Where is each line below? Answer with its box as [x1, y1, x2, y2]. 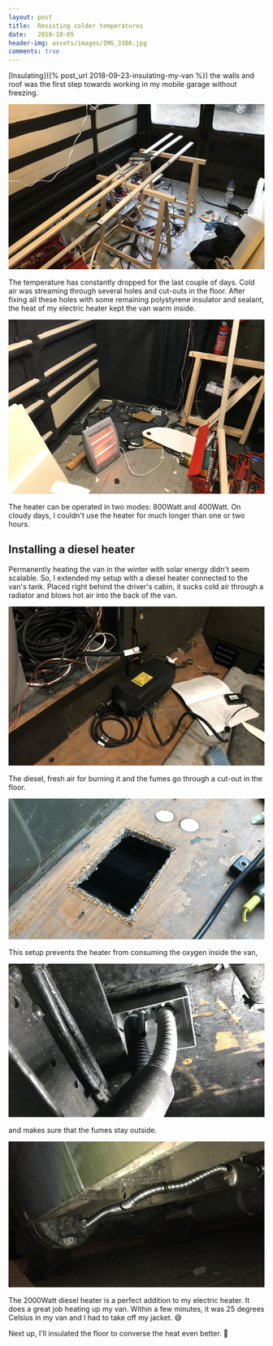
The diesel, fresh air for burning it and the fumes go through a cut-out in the [8, 774, 262, 784]
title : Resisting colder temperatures [8, 21, 144, 30]
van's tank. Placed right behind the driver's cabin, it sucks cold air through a [8, 581, 264, 591]
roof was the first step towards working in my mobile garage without [8, 80, 237, 89]
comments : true [8, 47, 60, 56]
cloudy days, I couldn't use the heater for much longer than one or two [8, 510, 245, 520]
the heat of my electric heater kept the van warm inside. [8, 303, 197, 313]
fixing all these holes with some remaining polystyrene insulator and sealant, [8, 294, 264, 304]
